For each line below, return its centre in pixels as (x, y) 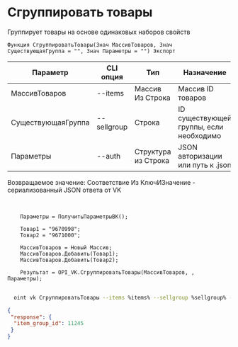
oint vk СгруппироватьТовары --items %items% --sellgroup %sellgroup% (120, 297)
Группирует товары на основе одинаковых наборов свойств (99, 32)
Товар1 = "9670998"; (50, 229)
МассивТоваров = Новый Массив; (66, 248)
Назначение (205, 72)
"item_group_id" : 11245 (49, 324)
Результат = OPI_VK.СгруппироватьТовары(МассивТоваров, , (107, 272)
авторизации (200, 156)
